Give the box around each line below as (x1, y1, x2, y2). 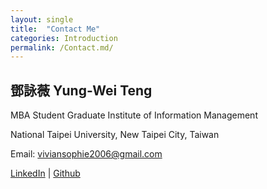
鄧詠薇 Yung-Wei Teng (10, 82, 153, 99)
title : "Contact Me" (10, 24, 101, 34)
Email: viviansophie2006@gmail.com (10, 148, 163, 160)
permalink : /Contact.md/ (10, 42, 114, 53)
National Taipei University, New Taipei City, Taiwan (10, 129, 220, 141)
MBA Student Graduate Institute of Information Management (10, 109, 258, 121)
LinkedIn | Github (10, 167, 81, 180)
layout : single (10, 14, 74, 25)
